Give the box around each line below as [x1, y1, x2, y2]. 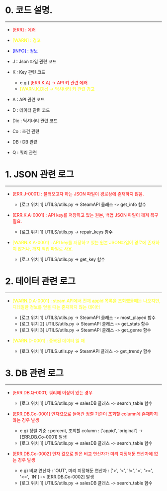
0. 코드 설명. [5, 4, 53, 16]
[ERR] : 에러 [12, 26, 36, 32]
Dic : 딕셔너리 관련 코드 [12, 118, 58, 124]
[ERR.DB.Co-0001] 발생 [19, 434, 67, 440]
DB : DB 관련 [12, 139, 38, 145]
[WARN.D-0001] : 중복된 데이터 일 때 [12, 337, 85, 343]
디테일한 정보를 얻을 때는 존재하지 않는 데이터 [12, 304, 100, 310]
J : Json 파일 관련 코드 [12, 58, 57, 64]
